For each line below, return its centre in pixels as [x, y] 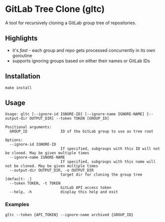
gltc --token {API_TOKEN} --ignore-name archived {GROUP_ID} [69, 215]
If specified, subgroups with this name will [108, 162]
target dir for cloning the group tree [101, 175]
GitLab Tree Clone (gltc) [55, 9]
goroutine [22, 55]
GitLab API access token [86, 188]
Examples [17, 205]
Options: [14, 140]
